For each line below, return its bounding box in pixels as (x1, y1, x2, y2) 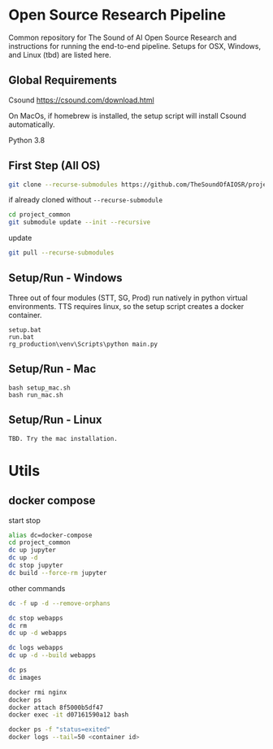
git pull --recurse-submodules (8, 249, 115, 257)
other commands (8, 583, 66, 593)
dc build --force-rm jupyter (8, 568, 107, 577)
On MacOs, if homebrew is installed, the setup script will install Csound (8, 111, 246, 120)
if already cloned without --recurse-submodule (8, 195, 163, 205)
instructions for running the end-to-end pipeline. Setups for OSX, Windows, (8, 41, 262, 50)
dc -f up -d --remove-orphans (8, 599, 111, 607)
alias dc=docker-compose (8, 531, 93, 539)
